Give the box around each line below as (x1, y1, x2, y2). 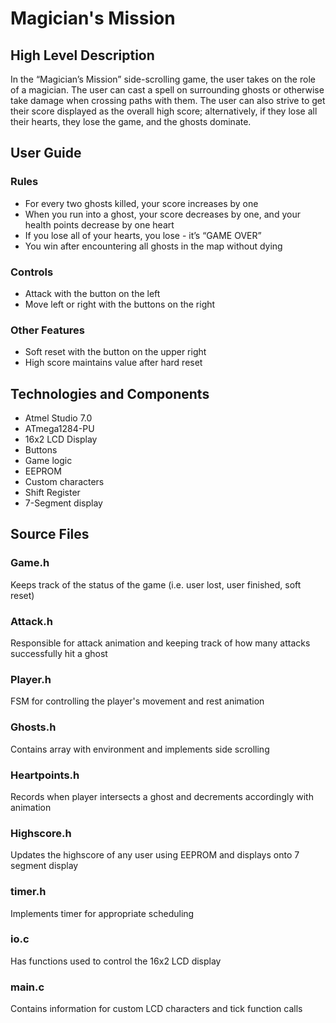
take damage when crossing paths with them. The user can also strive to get (10, 95, 326, 106)
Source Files (10, 526, 90, 543)
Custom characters (24, 476, 105, 488)
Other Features (10, 323, 85, 337)
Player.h (10, 673, 52, 686)
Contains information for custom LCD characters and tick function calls (10, 1003, 303, 1015)
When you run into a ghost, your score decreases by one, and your (24, 208, 301, 220)
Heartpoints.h (10, 768, 80, 782)
